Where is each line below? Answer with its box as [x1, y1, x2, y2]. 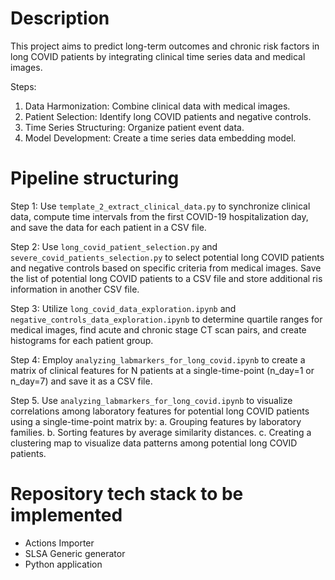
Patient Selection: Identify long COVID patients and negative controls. [24, 110, 312, 122]
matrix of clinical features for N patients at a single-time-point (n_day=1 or [10, 364, 315, 376]
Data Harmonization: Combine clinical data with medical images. [24, 100, 291, 112]
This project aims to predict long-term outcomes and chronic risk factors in [10, 40, 320, 52]
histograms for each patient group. [10, 334, 154, 346]
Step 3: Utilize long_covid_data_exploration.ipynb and [10, 302, 237, 314]
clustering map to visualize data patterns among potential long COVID [10, 437, 298, 449]
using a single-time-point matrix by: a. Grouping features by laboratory [10, 415, 302, 427]
